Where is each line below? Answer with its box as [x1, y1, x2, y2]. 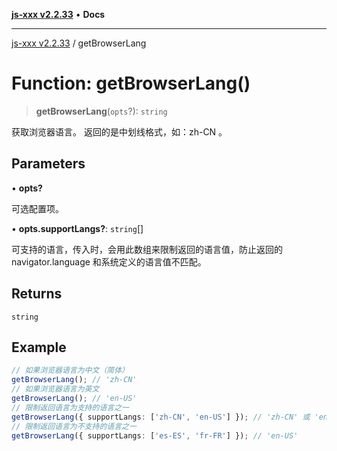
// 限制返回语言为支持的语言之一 [11, 402, 129, 413]
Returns [11, 285, 63, 303]
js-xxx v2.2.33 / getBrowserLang [11, 37, 147, 49]
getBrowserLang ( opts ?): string [35, 105, 168, 117]
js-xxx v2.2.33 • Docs [11, 9, 106, 20]
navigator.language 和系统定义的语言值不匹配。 [11, 255, 207, 268]
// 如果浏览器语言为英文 [11, 384, 100, 394]
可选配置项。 [11, 202, 64, 214]
